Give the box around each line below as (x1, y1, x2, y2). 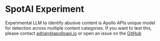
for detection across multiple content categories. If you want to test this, (5, 25, 152, 31)
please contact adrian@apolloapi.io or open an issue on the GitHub (5, 30, 142, 36)
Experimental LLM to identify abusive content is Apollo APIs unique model (5, 20, 156, 26)
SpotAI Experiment (5, 3, 84, 15)
